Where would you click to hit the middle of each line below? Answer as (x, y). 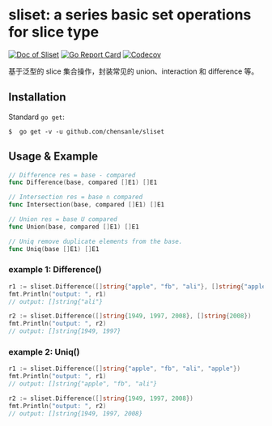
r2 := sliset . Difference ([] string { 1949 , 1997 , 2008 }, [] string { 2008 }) (130, 316)
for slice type (54, 32)
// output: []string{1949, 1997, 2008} (76, 413)
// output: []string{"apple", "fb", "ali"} (83, 384)
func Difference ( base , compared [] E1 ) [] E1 (83, 183)
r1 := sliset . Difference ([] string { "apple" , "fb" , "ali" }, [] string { (126, 286)
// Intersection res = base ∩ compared (76, 197)
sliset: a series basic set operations (130, 15)
